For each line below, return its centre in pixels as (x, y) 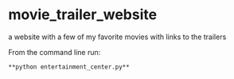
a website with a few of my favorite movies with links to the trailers (117, 37)
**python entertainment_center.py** (69, 67)
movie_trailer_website (83, 15)
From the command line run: (55, 52)
